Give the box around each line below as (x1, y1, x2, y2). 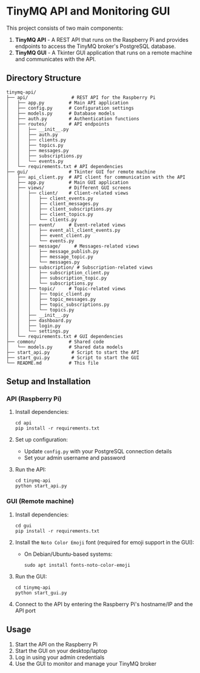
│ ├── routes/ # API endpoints (6, 121, 110, 127)
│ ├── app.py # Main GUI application (6, 179, 129, 186)
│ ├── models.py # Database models (6, 110, 115, 117)
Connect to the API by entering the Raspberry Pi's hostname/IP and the (15, 600, 193, 607)
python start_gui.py (15, 590, 67, 596)
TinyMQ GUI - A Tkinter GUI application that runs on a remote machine (15, 49, 193, 56)
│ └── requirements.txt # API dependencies (6, 163, 123, 169)
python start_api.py (15, 483, 67, 489)
